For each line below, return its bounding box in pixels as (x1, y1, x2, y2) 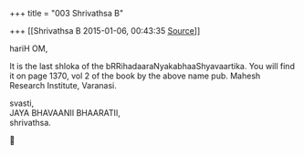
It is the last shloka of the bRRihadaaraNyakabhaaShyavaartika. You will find (9, 61, 295, 71)
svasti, (9, 98, 35, 108)
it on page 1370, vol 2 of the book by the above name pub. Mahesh (9, 70, 261, 81)
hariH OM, (9, 43, 48, 54)
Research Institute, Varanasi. (9, 80, 117, 90)
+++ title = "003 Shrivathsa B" (9, 8, 124, 18)
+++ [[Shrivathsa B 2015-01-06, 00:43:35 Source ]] (9, 26, 201, 36)
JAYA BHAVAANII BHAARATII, (9, 108, 121, 118)
